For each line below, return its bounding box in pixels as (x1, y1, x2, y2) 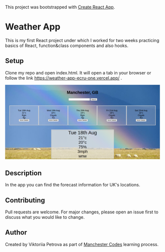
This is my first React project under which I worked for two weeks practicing (5, 37, 160, 43)
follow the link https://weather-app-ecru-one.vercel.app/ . (5, 75, 122, 81)
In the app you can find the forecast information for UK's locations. (5, 182, 140, 188)
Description (5, 169, 42, 177)
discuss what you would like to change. (5, 214, 85, 220)
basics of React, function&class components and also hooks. (5, 43, 129, 48)
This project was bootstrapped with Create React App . (5, 4, 115, 10)
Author (5, 229, 27, 237)
